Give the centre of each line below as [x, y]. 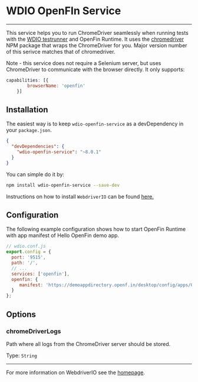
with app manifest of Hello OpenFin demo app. [63, 235]
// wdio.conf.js [26, 247]
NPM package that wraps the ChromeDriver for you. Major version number [97, 45]
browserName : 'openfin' [56, 86]
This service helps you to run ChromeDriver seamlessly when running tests [97, 33]
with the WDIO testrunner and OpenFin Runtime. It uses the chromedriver [95, 39]
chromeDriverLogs [34, 331]
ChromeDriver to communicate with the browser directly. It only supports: [95, 69]
